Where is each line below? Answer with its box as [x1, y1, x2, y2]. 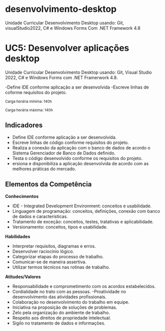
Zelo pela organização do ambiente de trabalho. [12, 309, 110, 315]
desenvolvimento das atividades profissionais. [12, 293, 107, 300]
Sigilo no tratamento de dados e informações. [12, 320, 106, 326]
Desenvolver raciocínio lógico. [12, 248, 74, 254]
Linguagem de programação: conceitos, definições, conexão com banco [12, 208, 161, 214]
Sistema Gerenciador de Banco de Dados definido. [12, 150, 116, 156]
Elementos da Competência [5, 180, 92, 189]
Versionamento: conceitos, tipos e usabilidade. [12, 224, 108, 230]
